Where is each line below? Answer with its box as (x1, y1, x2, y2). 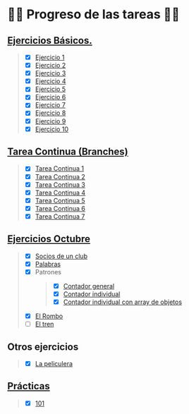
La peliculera (35, 360, 73, 367)
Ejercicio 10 (35, 125, 69, 133)
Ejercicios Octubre (7, 233, 90, 245)
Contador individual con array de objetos (63, 298, 182, 306)
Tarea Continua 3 (35, 180, 86, 189)
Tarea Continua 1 (35, 164, 85, 173)
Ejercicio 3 (35, 69, 66, 78)
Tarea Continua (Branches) (7, 146, 128, 158)
